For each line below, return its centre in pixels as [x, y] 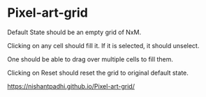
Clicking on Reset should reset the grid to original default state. [98, 73]
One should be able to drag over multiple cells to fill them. [90, 59]
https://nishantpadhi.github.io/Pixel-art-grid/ [71, 86]
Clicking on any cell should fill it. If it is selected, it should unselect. [103, 45]
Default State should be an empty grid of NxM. [74, 32]
